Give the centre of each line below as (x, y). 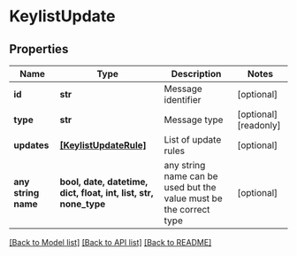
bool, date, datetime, (104, 182)
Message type (194, 120)
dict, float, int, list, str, (107, 193)
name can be (191, 176)
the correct (187, 209)
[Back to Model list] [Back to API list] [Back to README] (110, 242)
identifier (183, 100)
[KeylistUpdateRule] (103, 145)
